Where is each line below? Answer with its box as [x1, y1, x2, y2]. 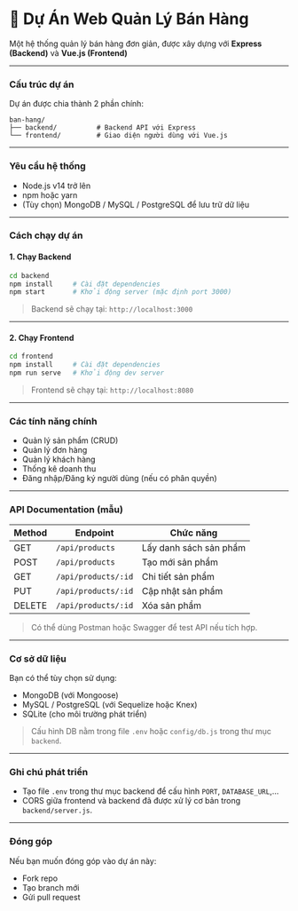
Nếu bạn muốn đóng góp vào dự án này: [9, 855, 157, 866]
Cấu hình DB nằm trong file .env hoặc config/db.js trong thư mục [30, 726, 272, 736]
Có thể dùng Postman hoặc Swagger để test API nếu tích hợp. [30, 622, 258, 632]
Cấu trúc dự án [9, 78, 74, 91]
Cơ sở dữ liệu [9, 653, 67, 665]
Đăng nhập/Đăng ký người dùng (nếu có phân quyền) [21, 473, 217, 484]
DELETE [13, 599, 47, 612]
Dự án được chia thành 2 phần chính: [9, 99, 145, 109]
